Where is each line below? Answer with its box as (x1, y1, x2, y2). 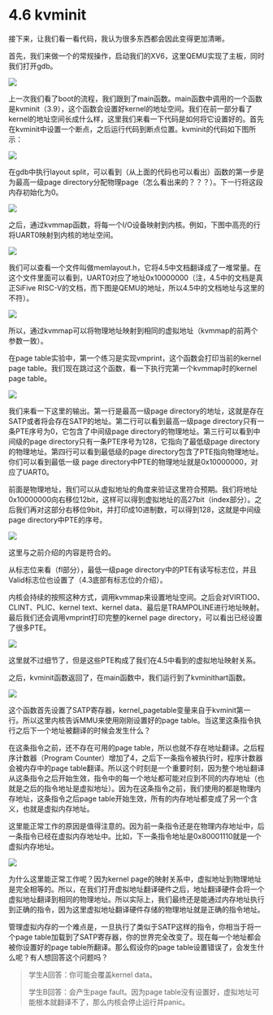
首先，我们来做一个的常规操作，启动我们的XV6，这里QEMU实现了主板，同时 (8, 50, 265, 60)
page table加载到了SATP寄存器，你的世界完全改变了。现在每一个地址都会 (15, 932, 262, 942)
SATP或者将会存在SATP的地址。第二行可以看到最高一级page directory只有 (8, 416, 258, 426)
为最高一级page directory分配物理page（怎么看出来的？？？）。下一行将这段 (8, 177, 263, 186)
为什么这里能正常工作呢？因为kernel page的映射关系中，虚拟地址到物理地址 (8, 873, 262, 884)
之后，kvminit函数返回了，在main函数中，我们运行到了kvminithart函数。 (8, 672, 250, 682)
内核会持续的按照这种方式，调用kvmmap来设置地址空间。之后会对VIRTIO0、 (8, 592, 265, 602)
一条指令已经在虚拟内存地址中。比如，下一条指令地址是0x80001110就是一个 (8, 831, 262, 841)
